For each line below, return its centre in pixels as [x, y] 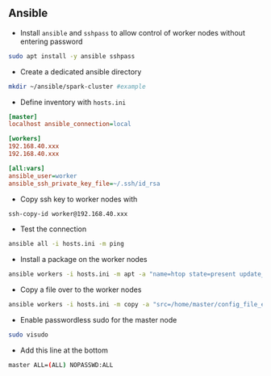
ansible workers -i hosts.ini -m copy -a [79, 305]
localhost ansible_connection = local [70, 125]
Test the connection [53, 229]
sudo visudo [28, 335]
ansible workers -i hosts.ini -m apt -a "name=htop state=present [122, 274]
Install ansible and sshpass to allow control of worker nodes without [133, 32]
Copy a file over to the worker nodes [81, 289]
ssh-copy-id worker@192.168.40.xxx [68, 213]
